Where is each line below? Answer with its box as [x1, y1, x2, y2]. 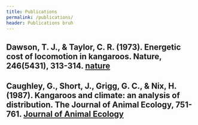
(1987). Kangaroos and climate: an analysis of [6, 90, 181, 100]
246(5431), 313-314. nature [6, 60, 111, 71]
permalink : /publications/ [6, 14, 74, 20]
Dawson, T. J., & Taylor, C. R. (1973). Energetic [6, 42, 181, 52]
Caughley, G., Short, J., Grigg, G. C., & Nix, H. [6, 81, 177, 92]
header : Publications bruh [6, 20, 74, 26]
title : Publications [6, 8, 58, 15]
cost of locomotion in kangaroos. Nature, [6, 51, 162, 62]
